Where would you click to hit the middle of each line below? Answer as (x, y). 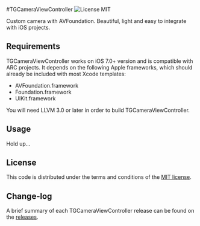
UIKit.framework (35, 98)
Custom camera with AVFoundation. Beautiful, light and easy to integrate (96, 21)
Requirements (33, 46)
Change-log (29, 196)
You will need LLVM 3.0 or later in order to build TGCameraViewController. (98, 110)
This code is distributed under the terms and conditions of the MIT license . (99, 177)
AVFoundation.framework (47, 85)
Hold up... (18, 144)
